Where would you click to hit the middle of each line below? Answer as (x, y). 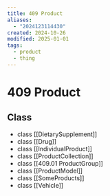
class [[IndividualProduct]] (55, 149)
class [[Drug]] (37, 141)
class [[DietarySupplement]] (57, 134)
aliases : (20, 20)
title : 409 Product (35, 13)
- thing (24, 58)
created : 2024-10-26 (37, 33)
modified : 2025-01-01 (38, 39)
